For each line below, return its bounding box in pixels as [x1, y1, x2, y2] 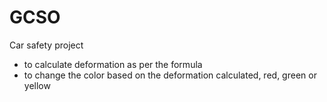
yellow [23, 79, 51, 91]
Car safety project [9, 39, 84, 51]
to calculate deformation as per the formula [23, 58, 203, 70]
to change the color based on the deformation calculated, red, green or [23, 69, 317, 81]
